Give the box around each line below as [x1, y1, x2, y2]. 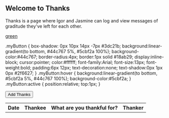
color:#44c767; [5, 54, 38, 60]
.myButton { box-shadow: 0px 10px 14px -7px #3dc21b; [5, 43, 121, 49]
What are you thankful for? [50, 104, 118, 111]
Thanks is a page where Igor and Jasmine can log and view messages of [5, 17, 158, 23]
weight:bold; [5, 64, 32, 70]
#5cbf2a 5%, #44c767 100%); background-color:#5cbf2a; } [5, 75, 131, 81]
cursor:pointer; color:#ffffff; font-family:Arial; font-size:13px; [19, 59, 146, 65]
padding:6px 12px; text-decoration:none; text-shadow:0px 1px [32, 64, 163, 70]
